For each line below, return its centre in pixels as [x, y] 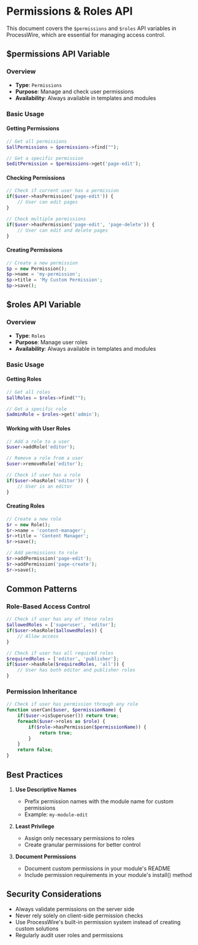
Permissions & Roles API [70, 11]
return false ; [35, 750]
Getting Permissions [33, 128]
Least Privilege [35, 826]
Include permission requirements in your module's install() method [108, 874]
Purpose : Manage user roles [51, 342]
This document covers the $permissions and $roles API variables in [91, 28]
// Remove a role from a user [45, 458]
